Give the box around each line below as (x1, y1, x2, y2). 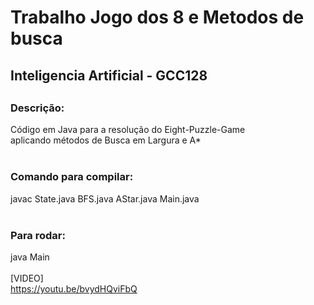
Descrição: (10, 101, 65, 115)
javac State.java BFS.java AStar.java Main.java (10, 192, 200, 205)
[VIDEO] (10, 272, 44, 284)
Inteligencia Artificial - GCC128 (10, 67, 208, 84)
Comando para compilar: (10, 170, 134, 184)
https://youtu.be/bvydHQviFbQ (10, 282, 138, 295)
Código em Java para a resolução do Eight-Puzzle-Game (10, 124, 246, 136)
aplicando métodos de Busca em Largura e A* (10, 134, 202, 146)
